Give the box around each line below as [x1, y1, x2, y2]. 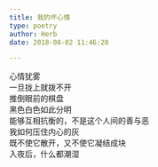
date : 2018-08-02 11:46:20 [9, 37, 109, 47]
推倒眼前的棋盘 [9, 93, 64, 104]
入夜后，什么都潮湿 [9, 148, 80, 160]
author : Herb [9, 29, 58, 38]
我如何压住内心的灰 [9, 126, 80, 138]
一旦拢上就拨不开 [9, 82, 72, 93]
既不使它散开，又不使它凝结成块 [9, 138, 126, 148]
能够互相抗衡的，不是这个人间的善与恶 [9, 115, 149, 126]
